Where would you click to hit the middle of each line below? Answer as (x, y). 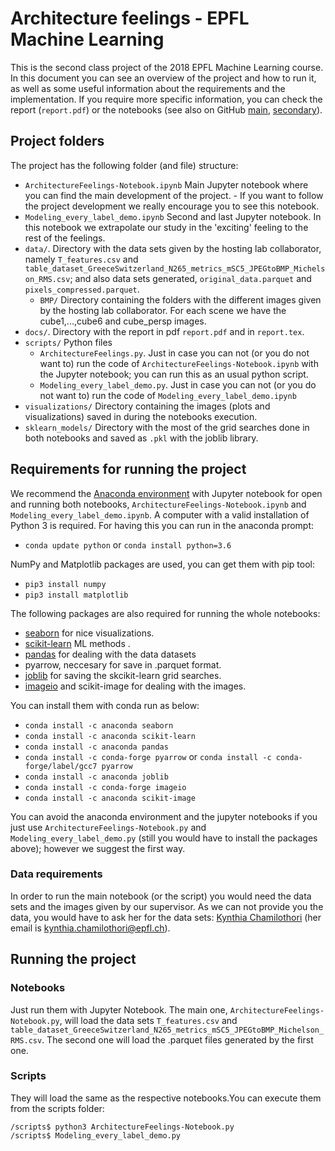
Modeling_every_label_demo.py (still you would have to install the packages (164, 838)
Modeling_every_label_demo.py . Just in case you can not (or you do (178, 384)
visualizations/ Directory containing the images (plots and (147, 406)
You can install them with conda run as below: (105, 705)
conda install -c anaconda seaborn (99, 725)
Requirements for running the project (128, 469)
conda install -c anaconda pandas (96, 747)
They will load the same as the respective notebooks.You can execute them (166, 1098)
